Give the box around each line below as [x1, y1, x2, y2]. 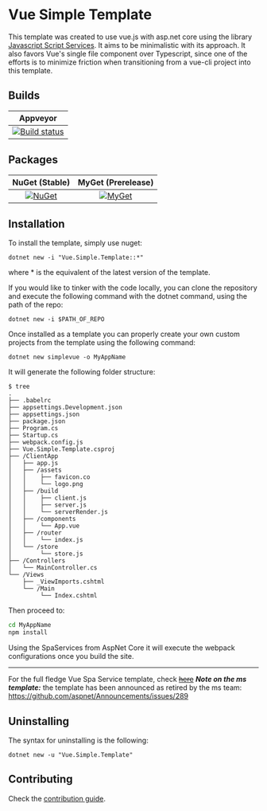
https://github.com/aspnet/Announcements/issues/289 [8, 692, 189, 701]
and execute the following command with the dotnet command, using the [8, 292, 248, 301]
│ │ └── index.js [8, 536, 83, 544]
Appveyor [18, 112, 57, 123]
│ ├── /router [8, 529, 62, 537]
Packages [8, 153, 58, 167]
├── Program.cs [8, 425, 59, 433]
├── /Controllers [8, 557, 66, 565]
